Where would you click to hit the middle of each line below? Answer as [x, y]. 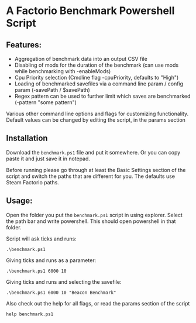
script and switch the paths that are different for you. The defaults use [91, 176]
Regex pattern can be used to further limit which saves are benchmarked [102, 96]
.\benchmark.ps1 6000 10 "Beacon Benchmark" [61, 293]
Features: [24, 45]
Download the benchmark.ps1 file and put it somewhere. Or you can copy [93, 152]
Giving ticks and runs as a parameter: [51, 260]
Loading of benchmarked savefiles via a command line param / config [99, 84]
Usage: [20, 201]
